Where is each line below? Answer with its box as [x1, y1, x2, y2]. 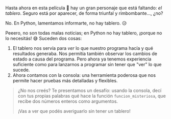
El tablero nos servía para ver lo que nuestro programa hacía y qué [12, 45, 153, 51]
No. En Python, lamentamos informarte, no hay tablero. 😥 [5, 20, 127, 26]
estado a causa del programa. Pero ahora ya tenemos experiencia [12, 56, 152, 62]
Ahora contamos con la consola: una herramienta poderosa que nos [12, 72, 156, 78]
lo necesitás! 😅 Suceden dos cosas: [5, 36, 82, 41]
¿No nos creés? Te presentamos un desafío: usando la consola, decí [17, 87, 162, 94]
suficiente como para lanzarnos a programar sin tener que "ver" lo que [12, 62, 162, 67]
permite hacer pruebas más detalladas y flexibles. [12, 78, 118, 83]
